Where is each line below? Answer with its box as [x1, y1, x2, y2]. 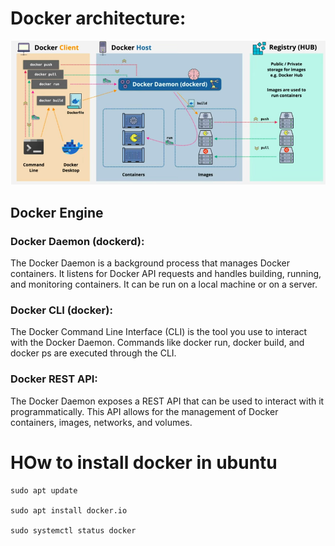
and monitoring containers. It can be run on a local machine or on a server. [10, 278, 318, 291]
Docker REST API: [10, 372, 98, 386]
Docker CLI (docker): [10, 303, 113, 317]
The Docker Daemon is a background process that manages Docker [10, 257, 290, 269]
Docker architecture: [10, 7, 187, 30]
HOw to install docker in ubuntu [10, 451, 278, 474]
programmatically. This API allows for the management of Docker [10, 405, 279, 417]
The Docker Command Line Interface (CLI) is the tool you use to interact [10, 326, 308, 338]
